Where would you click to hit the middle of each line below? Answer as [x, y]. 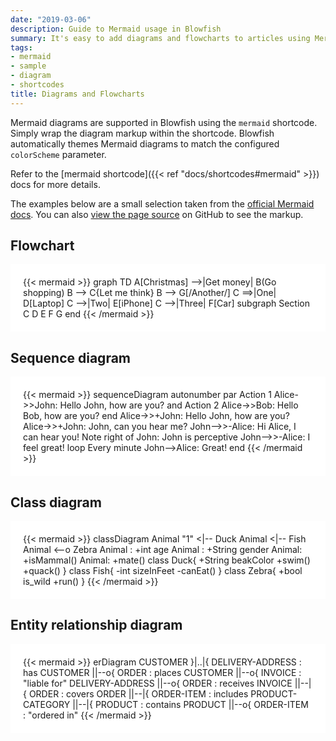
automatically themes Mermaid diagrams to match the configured [145, 143]
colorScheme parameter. [58, 154]
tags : [21, 47]
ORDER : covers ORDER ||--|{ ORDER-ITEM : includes [138, 693]
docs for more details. [55, 184]
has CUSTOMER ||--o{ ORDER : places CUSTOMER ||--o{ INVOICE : [162, 672]
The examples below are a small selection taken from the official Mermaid [162, 203]
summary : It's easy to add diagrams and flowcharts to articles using [160, 38]
